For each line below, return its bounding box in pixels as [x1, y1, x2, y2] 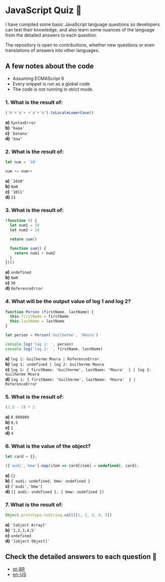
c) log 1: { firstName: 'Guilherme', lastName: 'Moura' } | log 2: [5, 366, 152, 372]
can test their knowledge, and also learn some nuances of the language [5, 26, 155, 32]
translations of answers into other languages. [5, 47, 100, 53]
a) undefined [5, 269, 31, 275]
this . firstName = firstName [10, 314, 69, 319]
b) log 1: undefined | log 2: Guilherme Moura [5, 361, 104, 367]
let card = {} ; [5, 454, 37, 460]
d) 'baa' [5, 135, 23, 141]
